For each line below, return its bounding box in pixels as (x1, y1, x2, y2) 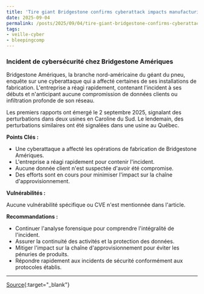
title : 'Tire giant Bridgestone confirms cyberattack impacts (6, 9, 167, 15)
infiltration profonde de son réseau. (6, 97, 95, 104)
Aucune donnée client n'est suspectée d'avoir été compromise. (15, 165, 174, 172)
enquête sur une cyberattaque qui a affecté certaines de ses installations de (6, 77, 197, 85)
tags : (6, 26, 20, 32)
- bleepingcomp (6, 37, 45, 43)
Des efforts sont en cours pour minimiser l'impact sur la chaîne (15, 171, 173, 178)
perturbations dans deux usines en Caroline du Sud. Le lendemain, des (6, 115, 184, 122)
